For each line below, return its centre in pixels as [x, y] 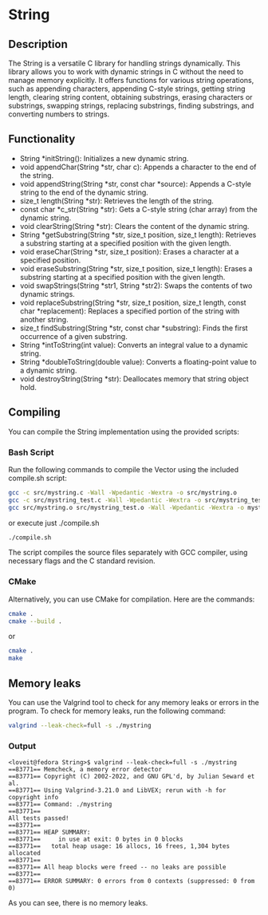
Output [22, 746]
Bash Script [31, 452]
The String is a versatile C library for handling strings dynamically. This [124, 63]
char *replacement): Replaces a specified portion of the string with [130, 311]
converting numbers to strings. [59, 114]
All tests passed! [39, 818]
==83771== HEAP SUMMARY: [49, 832]
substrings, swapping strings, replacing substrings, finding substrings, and [131, 106]
